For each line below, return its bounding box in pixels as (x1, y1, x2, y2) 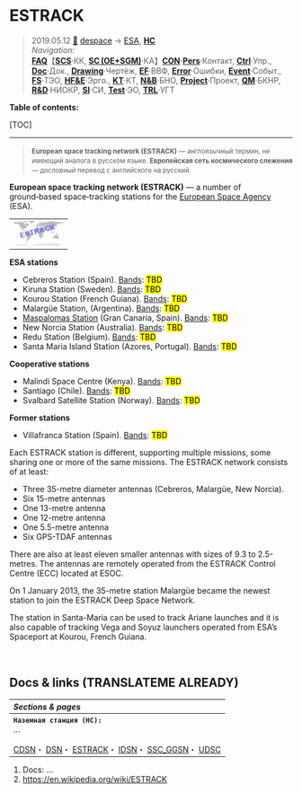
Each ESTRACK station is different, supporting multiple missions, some (9, 447, 271, 458)
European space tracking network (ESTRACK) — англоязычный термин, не (31, 146, 271, 155)
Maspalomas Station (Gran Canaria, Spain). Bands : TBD (22, 313, 229, 323)
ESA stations (9, 257, 58, 268)
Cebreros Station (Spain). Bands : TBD (22, 275, 163, 286)
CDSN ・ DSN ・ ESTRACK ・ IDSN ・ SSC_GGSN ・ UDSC (13, 744, 222, 754)
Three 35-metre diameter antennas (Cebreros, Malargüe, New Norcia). (22, 484, 285, 495)
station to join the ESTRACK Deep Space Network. (9, 595, 196, 606)
